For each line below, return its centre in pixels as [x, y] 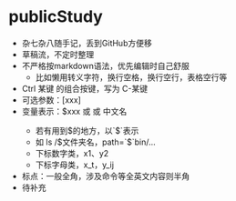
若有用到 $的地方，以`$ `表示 [87, 130]
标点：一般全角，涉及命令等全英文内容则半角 [106, 176]
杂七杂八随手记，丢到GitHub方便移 [87, 43]
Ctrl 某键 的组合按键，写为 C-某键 [84, 88]
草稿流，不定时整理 [58, 54]
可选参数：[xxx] [51, 100]
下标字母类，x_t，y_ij [75, 165]
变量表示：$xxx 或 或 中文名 [74, 111]
